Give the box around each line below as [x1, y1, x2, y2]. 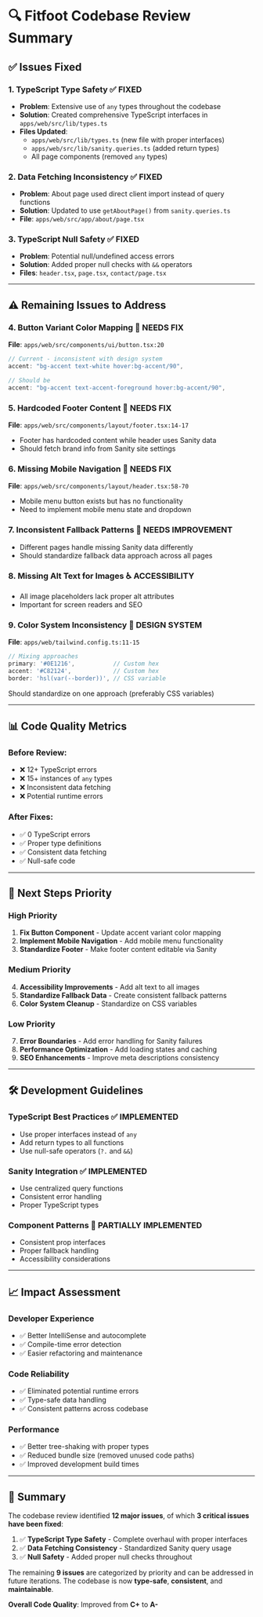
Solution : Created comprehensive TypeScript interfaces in [19, 110, 208, 119]
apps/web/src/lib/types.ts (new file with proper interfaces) [31, 135, 225, 145]
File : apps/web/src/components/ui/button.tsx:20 [8, 340, 164, 349]
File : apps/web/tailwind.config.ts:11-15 [8, 638, 140, 647]
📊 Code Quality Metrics [8, 720, 128, 734]
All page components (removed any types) [31, 152, 168, 161]
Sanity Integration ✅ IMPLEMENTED [8, 1165, 147, 1176]
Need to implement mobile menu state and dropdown [19, 505, 192, 514]
